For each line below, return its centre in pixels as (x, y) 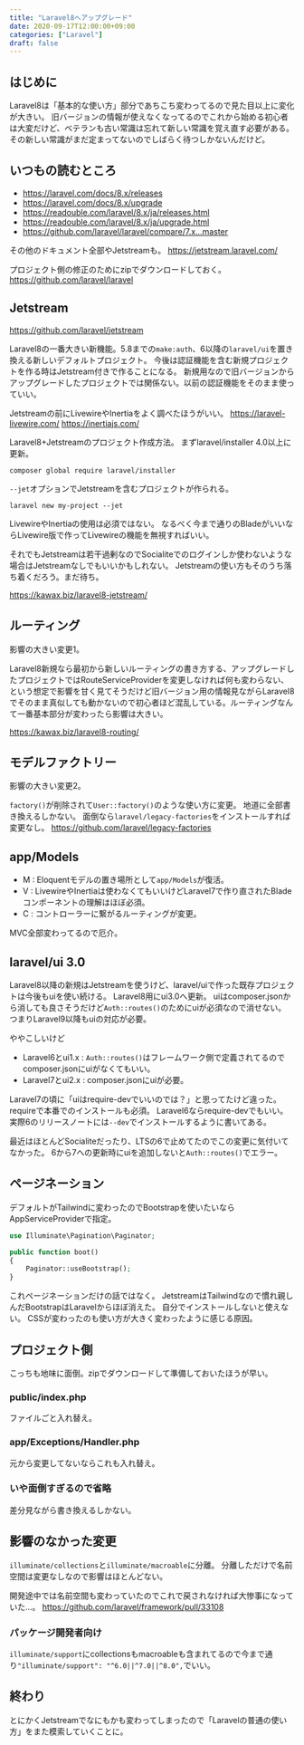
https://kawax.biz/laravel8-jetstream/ (78, 595)
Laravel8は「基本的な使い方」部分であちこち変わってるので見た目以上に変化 (152, 106)
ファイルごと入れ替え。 (53, 1418)
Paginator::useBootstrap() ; (78, 1269)
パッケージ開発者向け (56, 1633)
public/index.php (48, 1397)
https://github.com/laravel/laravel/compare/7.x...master (125, 231)
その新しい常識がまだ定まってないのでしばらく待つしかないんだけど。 (140, 139)
